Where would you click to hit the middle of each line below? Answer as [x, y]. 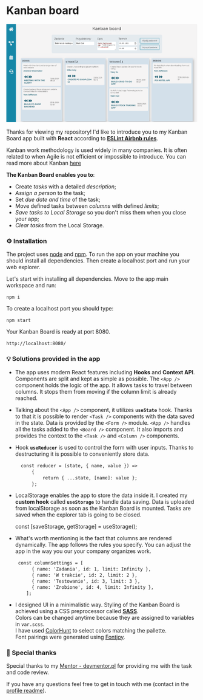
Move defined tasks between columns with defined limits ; [87, 206]
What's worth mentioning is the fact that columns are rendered [93, 538]
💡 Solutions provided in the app [53, 359]
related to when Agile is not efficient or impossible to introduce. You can [96, 157]
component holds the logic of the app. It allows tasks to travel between [104, 385]
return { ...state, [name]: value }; [90, 478]
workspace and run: [31, 286]
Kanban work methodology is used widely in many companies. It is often [97, 150]
